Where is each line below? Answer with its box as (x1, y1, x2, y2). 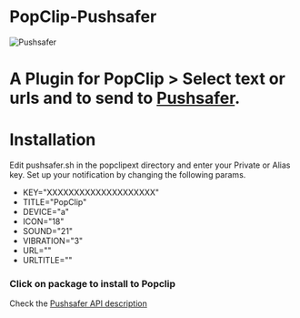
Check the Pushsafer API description (9, 298, 147, 309)
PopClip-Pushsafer (9, 6, 157, 27)
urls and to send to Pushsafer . (9, 88, 241, 108)
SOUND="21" (22, 226, 74, 237)
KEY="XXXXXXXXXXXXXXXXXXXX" (22, 187, 160, 198)
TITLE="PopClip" (22, 197, 87, 208)
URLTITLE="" (22, 255, 73, 266)
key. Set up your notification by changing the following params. (9, 169, 246, 180)
